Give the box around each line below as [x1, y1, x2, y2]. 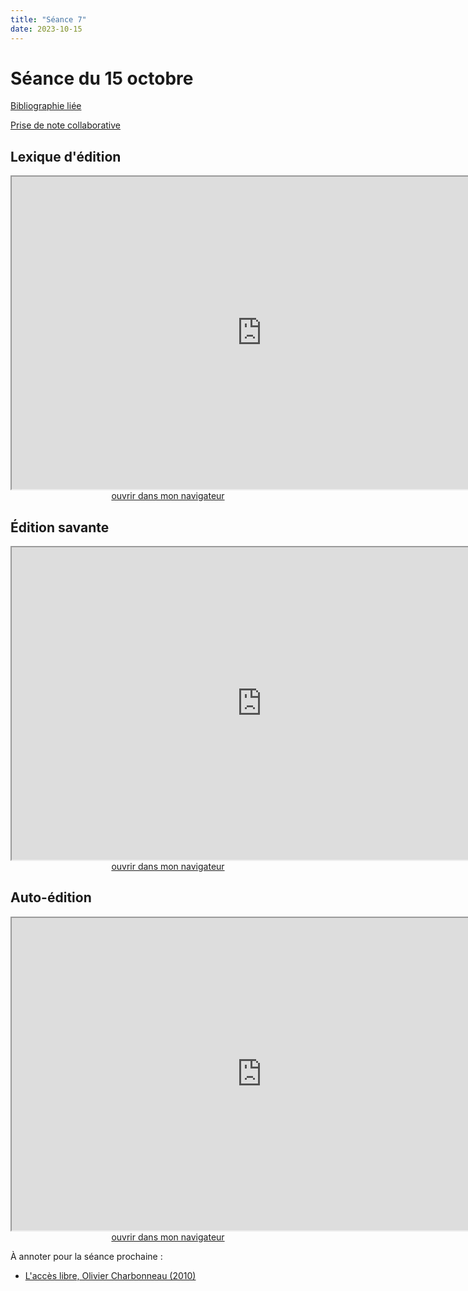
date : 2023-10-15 [10, 24, 83, 34]
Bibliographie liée [10, 100, 82, 112]
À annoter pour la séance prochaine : [10, 1250, 163, 1262]
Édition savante [10, 519, 110, 536]
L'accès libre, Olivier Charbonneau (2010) [24, 1269, 197, 1281]
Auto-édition [10, 889, 92, 906]
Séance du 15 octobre [10, 67, 194, 90]
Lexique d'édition [10, 148, 122, 165]
